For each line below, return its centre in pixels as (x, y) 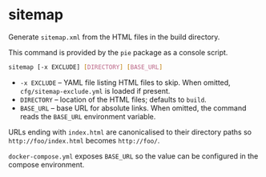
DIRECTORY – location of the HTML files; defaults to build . (113, 99)
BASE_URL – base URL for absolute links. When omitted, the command (133, 108)
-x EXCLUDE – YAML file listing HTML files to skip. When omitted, (125, 82)
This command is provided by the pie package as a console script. (118, 52)
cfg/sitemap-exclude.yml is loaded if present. (95, 91)
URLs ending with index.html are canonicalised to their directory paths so (130, 132)
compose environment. (46, 164)
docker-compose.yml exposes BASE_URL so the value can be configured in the (133, 156)
